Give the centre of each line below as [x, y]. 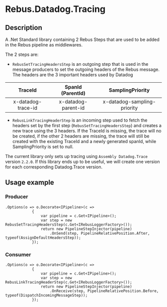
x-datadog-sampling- [129, 102]
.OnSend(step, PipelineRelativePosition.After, [100, 233]
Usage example [30, 183]
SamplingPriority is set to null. [43, 147]
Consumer [18, 254]
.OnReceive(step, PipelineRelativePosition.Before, [104, 291]
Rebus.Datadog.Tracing [55, 9]
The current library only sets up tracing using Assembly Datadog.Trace [77, 156]
